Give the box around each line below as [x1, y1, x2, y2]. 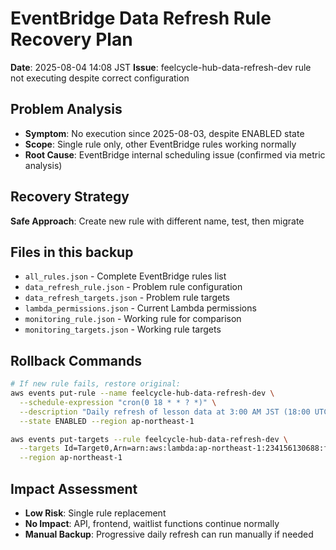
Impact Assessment [10, 480, 138, 497]
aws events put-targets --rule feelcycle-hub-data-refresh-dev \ [10, 434, 288, 444]
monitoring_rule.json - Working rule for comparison [24, 313, 242, 325]
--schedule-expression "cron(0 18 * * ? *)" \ [19, 397, 217, 407]
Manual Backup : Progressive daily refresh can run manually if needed [24, 528, 314, 540]
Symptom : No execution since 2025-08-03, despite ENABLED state [24, 127, 305, 139]
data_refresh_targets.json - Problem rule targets [24, 292, 230, 304]
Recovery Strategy [10, 188, 130, 206]
